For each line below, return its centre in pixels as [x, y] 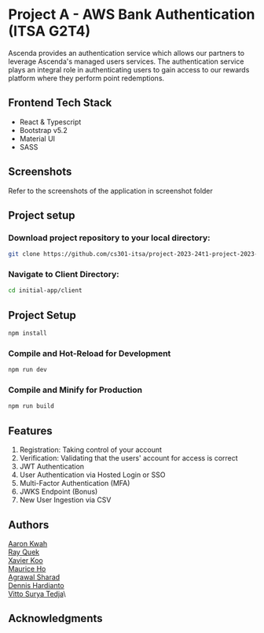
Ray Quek [24, 552]
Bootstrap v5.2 [44, 130]
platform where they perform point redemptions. [86, 78]
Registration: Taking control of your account [91, 450]
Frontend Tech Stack [60, 103]
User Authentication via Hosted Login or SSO [92, 475]
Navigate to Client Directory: [64, 275]
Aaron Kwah [28, 543]
